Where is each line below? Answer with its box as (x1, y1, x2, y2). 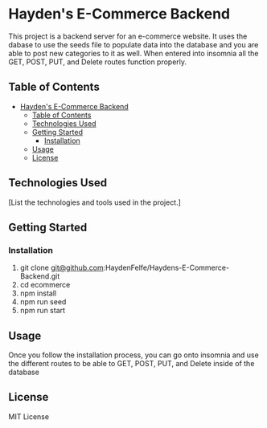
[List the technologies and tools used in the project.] (8, 198, 181, 207)
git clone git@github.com (19, 263, 104, 273)
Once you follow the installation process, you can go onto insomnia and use (8, 350, 259, 360)
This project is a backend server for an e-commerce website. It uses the (8, 31, 248, 41)
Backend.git (19, 271, 60, 281)
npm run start (19, 306, 66, 316)
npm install (19, 288, 57, 298)
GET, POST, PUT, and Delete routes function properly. (8, 57, 187, 67)
